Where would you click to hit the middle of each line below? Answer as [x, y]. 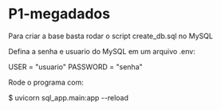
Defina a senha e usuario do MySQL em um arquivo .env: [102, 51]
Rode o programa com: [46, 82]
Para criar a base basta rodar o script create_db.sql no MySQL [111, 36]
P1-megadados [59, 14]
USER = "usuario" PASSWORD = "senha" [76, 67]
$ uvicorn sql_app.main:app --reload [69, 97]
